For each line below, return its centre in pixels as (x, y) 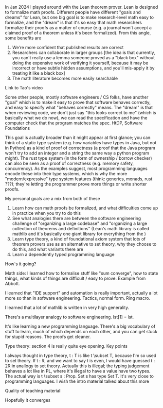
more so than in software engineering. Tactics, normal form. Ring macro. (78, 298)
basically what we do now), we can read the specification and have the (76, 118)
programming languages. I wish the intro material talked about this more (77, 381)
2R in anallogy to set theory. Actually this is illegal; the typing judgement (77, 366)
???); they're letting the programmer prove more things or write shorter (76, 184)
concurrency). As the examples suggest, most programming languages (76, 169)
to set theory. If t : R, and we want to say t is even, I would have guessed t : (80, 361)
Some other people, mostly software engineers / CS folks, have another (77, 97)
